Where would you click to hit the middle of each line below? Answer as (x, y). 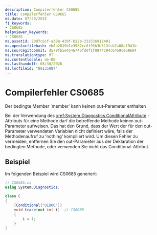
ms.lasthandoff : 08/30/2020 (34, 64)
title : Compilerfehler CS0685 (36, 14)
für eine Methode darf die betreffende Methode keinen (78, 120)
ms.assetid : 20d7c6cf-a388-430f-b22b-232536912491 (58, 41)
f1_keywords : (18, 23)
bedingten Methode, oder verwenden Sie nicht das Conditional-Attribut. (77, 146)
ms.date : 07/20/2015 (26, 19)
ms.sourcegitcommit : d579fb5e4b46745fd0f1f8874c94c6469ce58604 (71, 50)
